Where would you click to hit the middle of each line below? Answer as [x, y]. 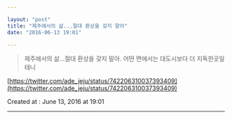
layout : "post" [29, 19]
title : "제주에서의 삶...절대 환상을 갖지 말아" [67, 26]
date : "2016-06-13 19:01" [44, 32]
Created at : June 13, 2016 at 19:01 [56, 102]
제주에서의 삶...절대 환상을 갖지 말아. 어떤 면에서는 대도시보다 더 [109, 58]
